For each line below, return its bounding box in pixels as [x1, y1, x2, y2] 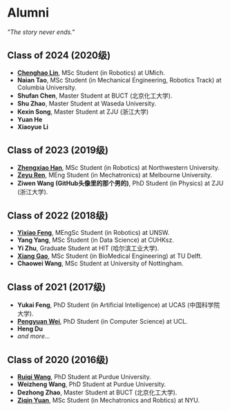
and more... [17, 332, 50, 340]
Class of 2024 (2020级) [7, 50, 111, 62]
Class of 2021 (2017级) [7, 281, 106, 292]
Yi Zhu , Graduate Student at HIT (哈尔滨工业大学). [17, 244, 160, 252]
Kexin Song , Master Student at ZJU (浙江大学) [17, 107, 149, 116]
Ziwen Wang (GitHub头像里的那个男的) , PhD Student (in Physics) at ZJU [17, 179, 224, 187]
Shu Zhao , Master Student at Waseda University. [17, 99, 157, 107]
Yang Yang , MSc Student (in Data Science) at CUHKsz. [17, 236, 174, 244]
